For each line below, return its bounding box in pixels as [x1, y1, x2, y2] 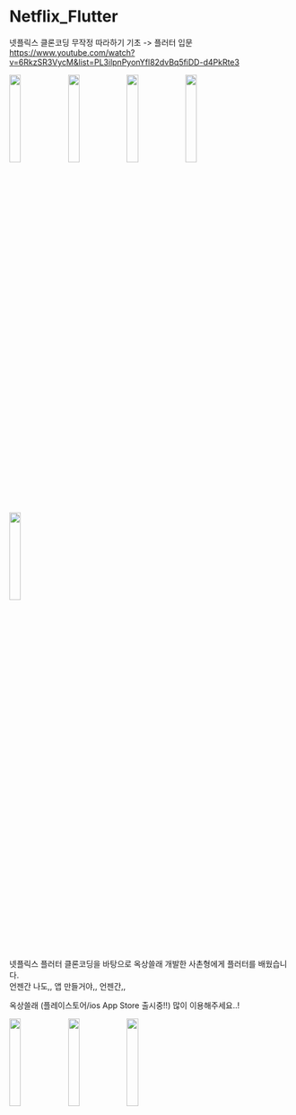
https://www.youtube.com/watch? [9, 47, 135, 57]
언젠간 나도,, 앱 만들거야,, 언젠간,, [9, 980, 126, 991]
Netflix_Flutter [9, 6, 118, 27]
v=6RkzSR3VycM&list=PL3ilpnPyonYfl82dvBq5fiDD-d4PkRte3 [9, 57, 240, 67]
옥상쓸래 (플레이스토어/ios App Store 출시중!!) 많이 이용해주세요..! [9, 999, 240, 1011]
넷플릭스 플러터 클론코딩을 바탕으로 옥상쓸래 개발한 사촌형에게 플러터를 [9, 958, 257, 969]
